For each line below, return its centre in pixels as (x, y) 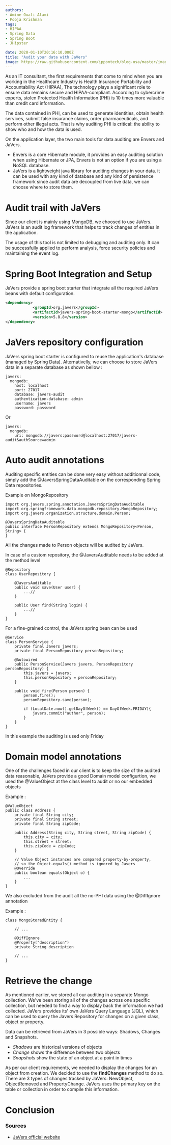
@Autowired (26, 660)
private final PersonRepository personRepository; (69, 651)
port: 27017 (27, 390)
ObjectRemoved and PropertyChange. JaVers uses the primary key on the (83, 1084)
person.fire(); (40, 695)
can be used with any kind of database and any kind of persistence (83, 176)
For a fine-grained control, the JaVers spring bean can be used (71, 628)
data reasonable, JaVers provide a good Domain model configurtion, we (81, 776)
